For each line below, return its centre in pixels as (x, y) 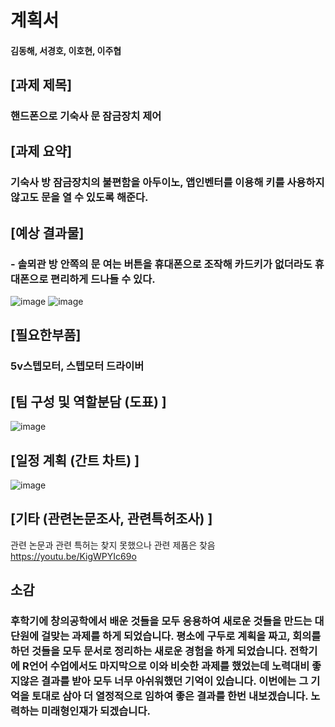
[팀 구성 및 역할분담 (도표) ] (88, 401)
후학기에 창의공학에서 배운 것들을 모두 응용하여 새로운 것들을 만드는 (161, 621)
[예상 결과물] (47, 232)
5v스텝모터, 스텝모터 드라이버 (77, 366)
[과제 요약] (41, 151)
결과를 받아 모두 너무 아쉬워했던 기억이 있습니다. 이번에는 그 (175, 681)
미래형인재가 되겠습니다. (96, 711)
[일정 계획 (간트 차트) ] (75, 460)
